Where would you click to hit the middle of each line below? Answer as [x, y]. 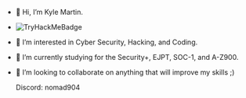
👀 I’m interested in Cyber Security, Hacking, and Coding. [107, 42]
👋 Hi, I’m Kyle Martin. [49, 12]
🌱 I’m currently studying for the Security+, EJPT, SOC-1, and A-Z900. [127, 57]
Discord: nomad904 [48, 87]
